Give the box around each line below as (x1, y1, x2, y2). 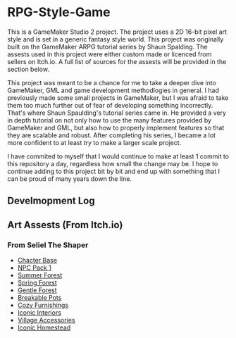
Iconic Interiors (17, 308, 62, 317)
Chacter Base (17, 256, 58, 265)
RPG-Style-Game (7, 4, 111, 20)
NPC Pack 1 (17, 263, 51, 272)
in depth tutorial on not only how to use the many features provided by (7, 115, 212, 124)
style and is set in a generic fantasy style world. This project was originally (7, 35, 224, 43)
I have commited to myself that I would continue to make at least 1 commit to (7, 152, 230, 161)
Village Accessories (17, 316, 75, 325)
